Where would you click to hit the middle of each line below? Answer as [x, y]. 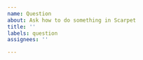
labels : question [33, 33]
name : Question [29, 14]
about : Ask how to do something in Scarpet [72, 20]
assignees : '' [28, 40]
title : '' [22, 27]
